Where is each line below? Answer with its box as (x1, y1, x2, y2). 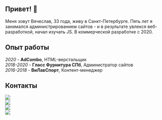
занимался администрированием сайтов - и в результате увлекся (5, 23, 147, 29)
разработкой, (5, 28, 34, 35)
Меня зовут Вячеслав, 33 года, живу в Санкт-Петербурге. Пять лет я (5, 18, 153, 24)
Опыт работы (5, 43, 49, 52)
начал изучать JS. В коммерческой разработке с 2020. (34, 28, 153, 35)
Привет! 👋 (5, 5, 38, 13)
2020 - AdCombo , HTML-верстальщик (5, 56, 87, 62)
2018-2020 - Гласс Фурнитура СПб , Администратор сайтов (5, 62, 134, 68)
